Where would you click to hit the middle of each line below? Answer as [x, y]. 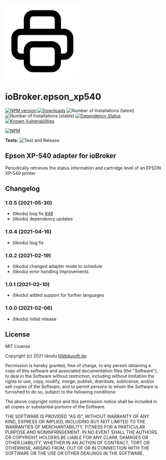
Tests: [12, 140]
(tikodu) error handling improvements [51, 271]
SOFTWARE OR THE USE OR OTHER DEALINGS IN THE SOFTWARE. [75, 454]
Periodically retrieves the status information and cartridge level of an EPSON [83, 168]
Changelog [23, 189]
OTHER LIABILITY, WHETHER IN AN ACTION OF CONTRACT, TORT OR [77, 443]
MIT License [18, 346]
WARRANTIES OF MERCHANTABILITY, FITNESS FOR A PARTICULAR [75, 427]
